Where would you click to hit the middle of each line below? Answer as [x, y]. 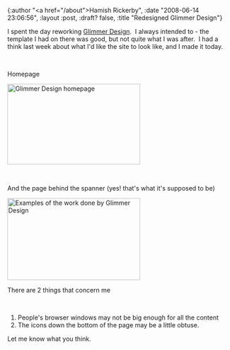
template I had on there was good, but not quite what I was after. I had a [113, 39]
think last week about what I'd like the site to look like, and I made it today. [115, 46]
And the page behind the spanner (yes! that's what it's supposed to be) [111, 188]
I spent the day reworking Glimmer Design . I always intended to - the [108, 32]
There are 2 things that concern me [59, 290]
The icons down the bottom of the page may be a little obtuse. [108, 325]
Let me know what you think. [50, 339]
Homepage [24, 74]
